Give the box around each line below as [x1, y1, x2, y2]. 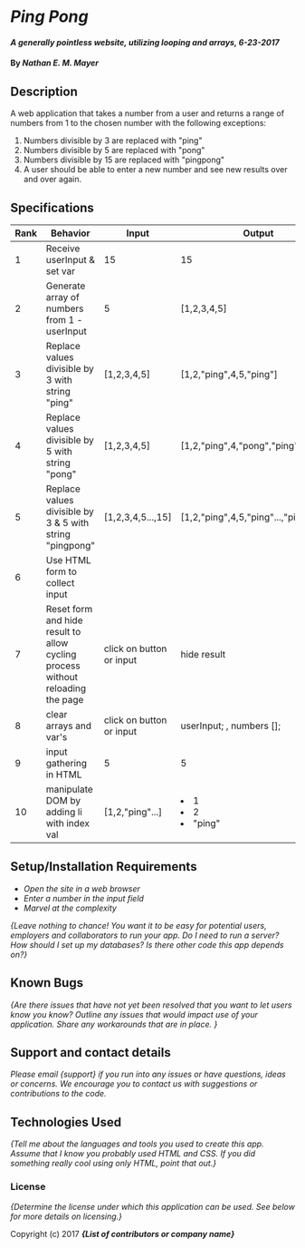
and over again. [23, 174, 82, 185]
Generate [45, 279, 86, 292]
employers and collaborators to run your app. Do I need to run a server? [10, 930, 280, 941]
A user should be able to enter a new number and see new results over [23, 164, 288, 175]
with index [45, 817, 90, 829]
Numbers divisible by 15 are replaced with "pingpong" [23, 154, 225, 165]
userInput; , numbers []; [180, 719, 281, 732]
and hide [45, 614, 83, 627]
